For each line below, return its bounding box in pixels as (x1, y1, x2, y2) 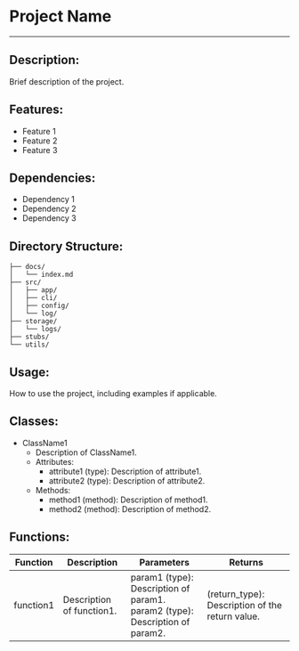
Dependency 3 (21, 213, 77, 224)
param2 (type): (130, 604, 194, 616)
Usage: (9, 364, 51, 379)
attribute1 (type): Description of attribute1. (48, 466, 202, 476)
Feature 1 (21, 126, 56, 136)
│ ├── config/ (9, 301, 69, 311)
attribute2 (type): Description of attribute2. (48, 475, 206, 486)
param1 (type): (130, 571, 194, 583)
